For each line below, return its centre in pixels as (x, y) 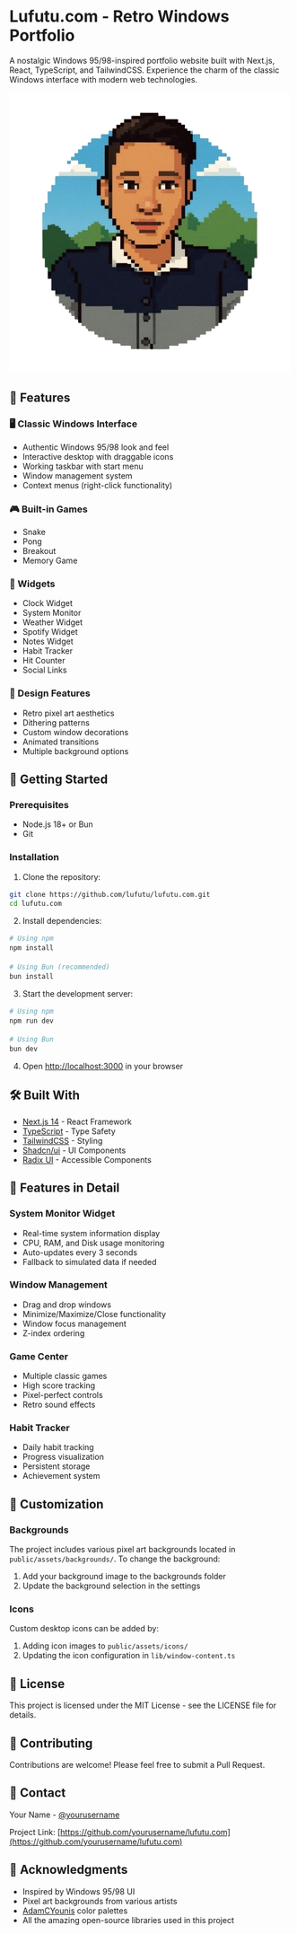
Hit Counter (44, 661)
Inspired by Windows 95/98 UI (79, 1891)
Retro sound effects (59, 1405)
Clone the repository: (61, 876)
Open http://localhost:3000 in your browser (103, 1066)
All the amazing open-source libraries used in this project (128, 1920)
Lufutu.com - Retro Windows (119, 17)
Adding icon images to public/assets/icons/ (105, 1646)
